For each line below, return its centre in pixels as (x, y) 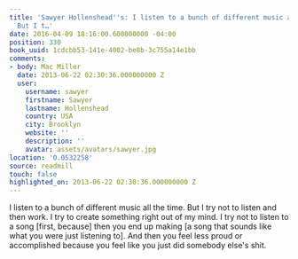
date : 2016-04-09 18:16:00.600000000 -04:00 (93, 34)
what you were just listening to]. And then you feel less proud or (126, 236)
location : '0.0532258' (51, 157)
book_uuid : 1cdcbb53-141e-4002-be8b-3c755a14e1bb (103, 51)
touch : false (33, 174)
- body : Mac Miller (45, 67)
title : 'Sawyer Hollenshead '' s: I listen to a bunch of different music (146, 17)
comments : (27, 59)
